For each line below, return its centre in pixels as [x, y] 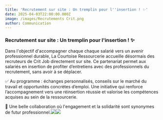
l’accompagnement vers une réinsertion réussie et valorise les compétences [82, 92]
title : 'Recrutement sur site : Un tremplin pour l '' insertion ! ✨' [76, 10]
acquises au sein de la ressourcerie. [41, 97]
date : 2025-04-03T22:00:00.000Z [38, 14]
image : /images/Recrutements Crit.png [44, 19]
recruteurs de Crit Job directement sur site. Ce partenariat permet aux [76, 61]
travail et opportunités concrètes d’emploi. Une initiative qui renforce [74, 86]
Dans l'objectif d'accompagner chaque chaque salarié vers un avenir [74, 51]
